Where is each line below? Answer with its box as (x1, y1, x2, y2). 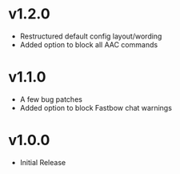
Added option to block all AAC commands (19, 39, 158, 49)
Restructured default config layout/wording (19, 31, 162, 41)
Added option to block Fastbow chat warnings (19, 103, 172, 112)
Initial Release (19, 157, 66, 167)
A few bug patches (19, 94, 82, 104)
